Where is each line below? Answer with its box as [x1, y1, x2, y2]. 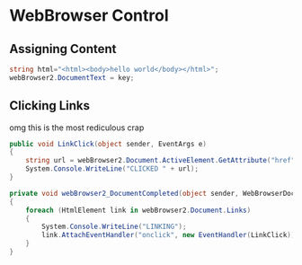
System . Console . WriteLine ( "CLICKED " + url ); [25, 164, 200, 173]
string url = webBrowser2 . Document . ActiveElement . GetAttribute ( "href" [25, 156, 296, 165]
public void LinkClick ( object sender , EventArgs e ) [9, 139, 207, 148]
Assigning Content [9, 41, 117, 57]
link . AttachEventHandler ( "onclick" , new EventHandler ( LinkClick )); [41, 231, 299, 240]
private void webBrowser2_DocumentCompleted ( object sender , [9, 189, 240, 198]
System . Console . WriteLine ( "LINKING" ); [41, 222, 187, 232]
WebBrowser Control [9, 5, 169, 26]
